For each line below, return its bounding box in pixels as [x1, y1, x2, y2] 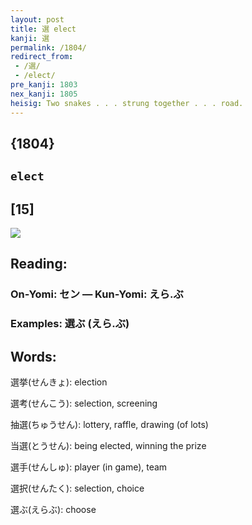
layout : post [10, 14, 65, 25]
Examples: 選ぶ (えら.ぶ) [10, 317, 130, 331]
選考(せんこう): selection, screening [10, 397, 158, 410]
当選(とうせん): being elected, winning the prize [10, 440, 207, 452]
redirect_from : [10, 52, 74, 62]
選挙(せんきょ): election [10, 376, 108, 388]
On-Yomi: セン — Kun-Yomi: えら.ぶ [10, 287, 184, 301]
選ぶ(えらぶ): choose [10, 504, 97, 516]
